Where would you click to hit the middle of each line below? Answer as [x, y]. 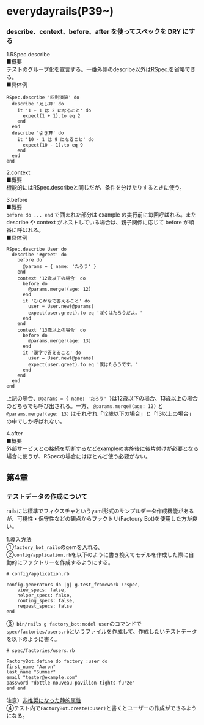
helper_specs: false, [45, 596]
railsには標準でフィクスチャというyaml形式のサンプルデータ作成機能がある [100, 511]
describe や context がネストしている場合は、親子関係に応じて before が [98, 223]
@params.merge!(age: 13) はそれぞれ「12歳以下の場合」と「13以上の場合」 [100, 414]
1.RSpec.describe [28, 55]
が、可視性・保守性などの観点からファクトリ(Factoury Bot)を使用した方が [99, 519]
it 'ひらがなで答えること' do [56, 301]
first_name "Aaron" [31, 667]
